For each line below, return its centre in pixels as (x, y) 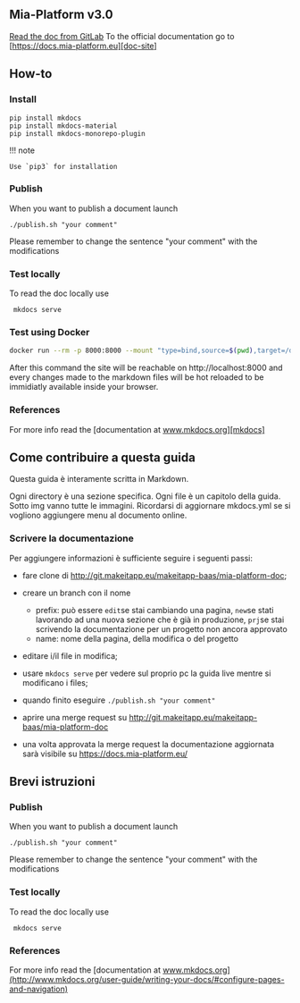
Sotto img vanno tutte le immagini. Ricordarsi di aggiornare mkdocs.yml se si (150, 506)
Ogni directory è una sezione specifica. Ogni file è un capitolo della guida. (145, 496)
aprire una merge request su (75, 717)
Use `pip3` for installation (63, 166)
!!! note (22, 150)
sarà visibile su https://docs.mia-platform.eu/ (105, 754)
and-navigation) (39, 989)
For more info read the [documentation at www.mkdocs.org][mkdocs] (137, 429)
